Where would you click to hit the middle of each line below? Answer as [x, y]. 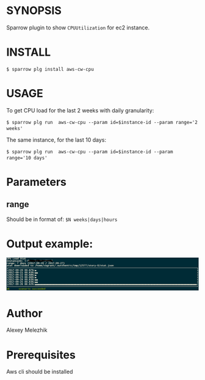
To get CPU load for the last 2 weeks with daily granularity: [80, 110]
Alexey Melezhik [27, 330]
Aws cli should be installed [40, 372]
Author [24, 313]
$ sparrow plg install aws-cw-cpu [50, 69]
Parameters [37, 182]
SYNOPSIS [34, 11]
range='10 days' [27, 158]
